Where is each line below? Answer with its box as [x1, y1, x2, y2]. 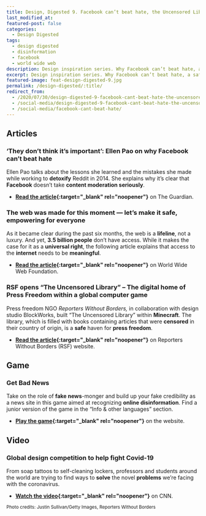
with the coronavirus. [6, 480, 60, 488]
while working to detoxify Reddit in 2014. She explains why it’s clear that [6, 175, 189, 182]
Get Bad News [6, 379, 50, 387]
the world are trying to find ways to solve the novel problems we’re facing [6, 474, 194, 481]
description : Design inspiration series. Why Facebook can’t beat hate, [6, 65, 196, 72]
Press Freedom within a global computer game [6, 291, 148, 299]
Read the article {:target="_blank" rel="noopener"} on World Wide [15, 261, 188, 269]
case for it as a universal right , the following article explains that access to [6, 243, 196, 250]
